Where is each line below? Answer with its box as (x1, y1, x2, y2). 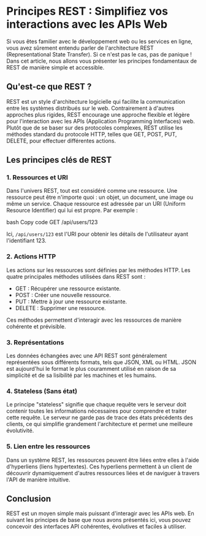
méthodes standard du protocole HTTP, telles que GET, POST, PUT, (6, 130, 177, 138)
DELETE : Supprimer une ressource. (15, 304, 106, 311)
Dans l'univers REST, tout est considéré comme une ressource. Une (6, 187, 178, 195)
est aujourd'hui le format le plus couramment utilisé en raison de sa (6, 365, 177, 373)
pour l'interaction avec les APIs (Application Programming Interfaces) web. (6, 117, 195, 125)
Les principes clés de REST (6, 155, 112, 165)
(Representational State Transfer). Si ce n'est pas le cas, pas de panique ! (6, 50, 192, 58)
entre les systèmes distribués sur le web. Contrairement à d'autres (6, 104, 175, 112)
